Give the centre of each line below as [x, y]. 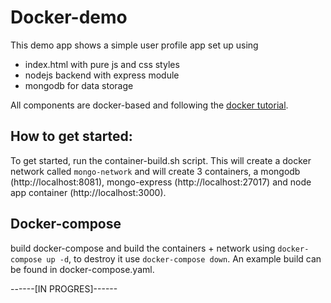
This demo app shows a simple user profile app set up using [134, 45]
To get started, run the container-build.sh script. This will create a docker [161, 160]
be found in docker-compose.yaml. [82, 269]
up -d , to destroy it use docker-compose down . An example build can [184, 258]
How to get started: [71, 136]
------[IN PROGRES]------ [64, 288]
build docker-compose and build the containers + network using [143, 248]
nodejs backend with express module [102, 75]
